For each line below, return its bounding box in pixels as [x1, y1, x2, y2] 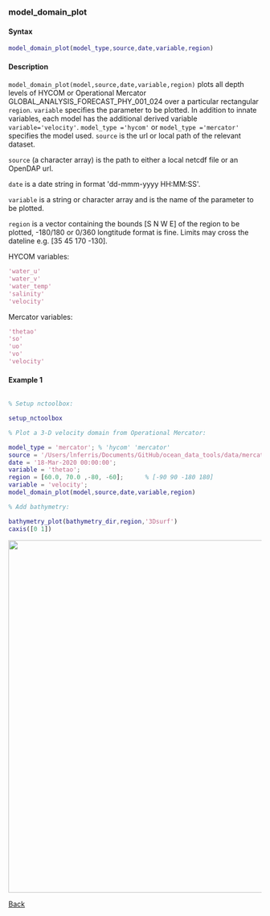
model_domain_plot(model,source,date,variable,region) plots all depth [8, 80, 245, 89]
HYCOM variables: [8, 252, 70, 262]
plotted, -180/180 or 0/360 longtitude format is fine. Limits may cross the [8, 228, 249, 238]
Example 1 [8, 375, 43, 384]
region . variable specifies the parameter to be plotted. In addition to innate [8, 106, 257, 115]
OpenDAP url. [8, 164, 54, 173]
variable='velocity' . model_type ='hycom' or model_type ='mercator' [8, 122, 239, 132]
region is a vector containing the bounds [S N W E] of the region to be [8, 219, 240, 229]
